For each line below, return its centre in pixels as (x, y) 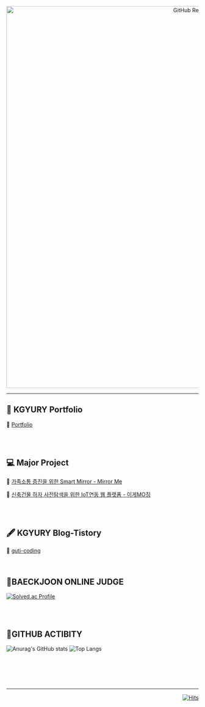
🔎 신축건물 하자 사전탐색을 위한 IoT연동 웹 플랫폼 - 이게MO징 (78, 494)
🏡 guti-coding (23, 551)
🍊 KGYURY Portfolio (45, 410)
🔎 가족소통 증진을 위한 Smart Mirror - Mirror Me (64, 481)
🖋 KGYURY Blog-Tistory (54, 533)
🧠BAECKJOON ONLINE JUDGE (65, 581)
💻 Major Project (38, 463)
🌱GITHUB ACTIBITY (44, 634)
